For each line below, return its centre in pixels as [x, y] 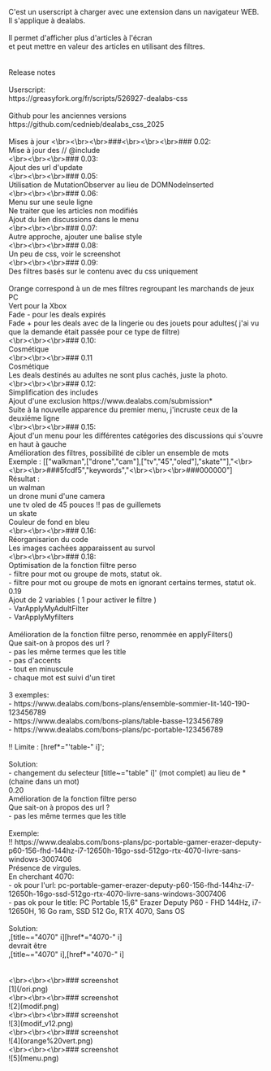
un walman [27, 487]
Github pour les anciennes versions [68, 116]
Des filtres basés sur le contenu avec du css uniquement [103, 271]
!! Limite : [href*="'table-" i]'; [56, 747]
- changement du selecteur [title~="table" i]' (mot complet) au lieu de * [127, 773]
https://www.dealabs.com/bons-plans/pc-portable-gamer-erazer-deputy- [138, 842]
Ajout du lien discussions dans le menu [74, 219]
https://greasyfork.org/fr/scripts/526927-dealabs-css [98, 98]
